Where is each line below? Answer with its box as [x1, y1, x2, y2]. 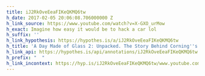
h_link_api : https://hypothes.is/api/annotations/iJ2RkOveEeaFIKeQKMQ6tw [6, 49, 198, 55]
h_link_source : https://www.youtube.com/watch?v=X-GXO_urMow [6, 20, 165, 26]
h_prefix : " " [6, 55, 45, 61]
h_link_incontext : [6, 60, 53, 66]
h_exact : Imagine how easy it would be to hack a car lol [6, 26, 157, 32]
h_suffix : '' [6, 32, 40, 38]
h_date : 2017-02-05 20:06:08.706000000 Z [6, 15, 113, 21]
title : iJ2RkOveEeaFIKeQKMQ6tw [6, 9, 86, 15]
